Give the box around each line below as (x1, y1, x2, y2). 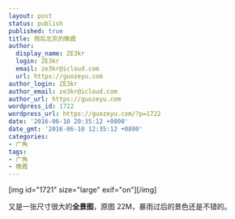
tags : (8, 148, 27, 156)
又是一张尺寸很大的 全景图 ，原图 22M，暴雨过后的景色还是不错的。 (8, 202, 232, 212)
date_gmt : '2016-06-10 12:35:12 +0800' (8, 125, 143, 133)
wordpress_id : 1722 (8, 102, 75, 110)
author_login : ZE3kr (8, 79, 79, 88)
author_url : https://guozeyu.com (8, 95, 122, 103)
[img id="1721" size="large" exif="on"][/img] (8, 185, 157, 195)
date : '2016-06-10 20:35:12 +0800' (8, 118, 129, 126)
